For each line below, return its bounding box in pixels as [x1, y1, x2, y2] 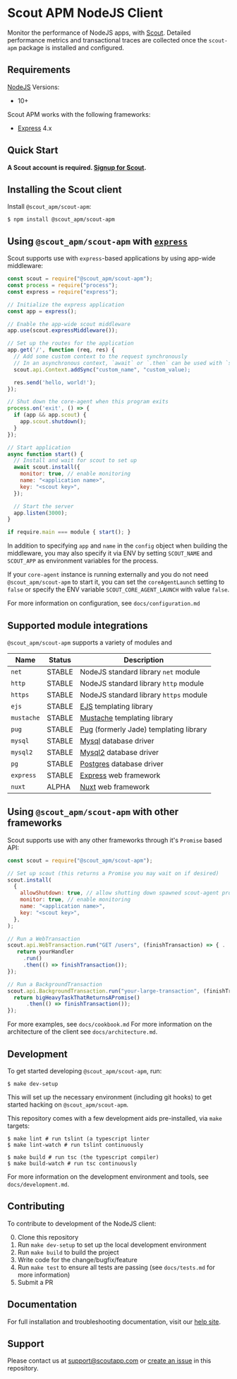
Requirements [7, 64, 71, 76]
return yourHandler [16, 948, 74, 956]
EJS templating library [80, 702, 153, 711]
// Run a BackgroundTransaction [7, 981, 102, 988]
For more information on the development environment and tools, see [7, 1172, 209, 1181]
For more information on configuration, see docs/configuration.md [7, 599, 200, 608]
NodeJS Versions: [7, 83, 60, 91]
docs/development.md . [7, 1180, 70, 1188]
